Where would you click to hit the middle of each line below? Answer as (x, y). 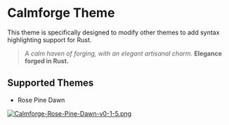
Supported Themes (51, 83)
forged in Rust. (46, 60)
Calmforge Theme (61, 13)
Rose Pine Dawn (41, 100)
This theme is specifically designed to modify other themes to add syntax (113, 32)
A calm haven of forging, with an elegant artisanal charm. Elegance (123, 53)
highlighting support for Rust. (50, 39)
